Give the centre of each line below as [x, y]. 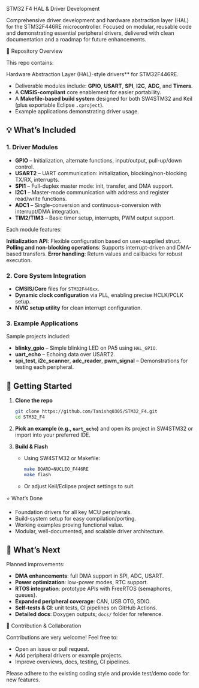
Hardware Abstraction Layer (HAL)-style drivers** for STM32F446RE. [92, 74]
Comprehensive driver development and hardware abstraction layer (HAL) [98, 20]
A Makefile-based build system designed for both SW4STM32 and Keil [104, 99]
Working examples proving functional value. [69, 525]
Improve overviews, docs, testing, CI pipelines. [73, 662]
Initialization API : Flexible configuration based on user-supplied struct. [94, 241]
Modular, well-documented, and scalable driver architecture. [90, 531]
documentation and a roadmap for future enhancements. [76, 39]
